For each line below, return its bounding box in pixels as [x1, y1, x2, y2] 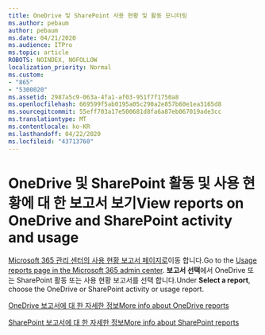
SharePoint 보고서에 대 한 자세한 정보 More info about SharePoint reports [8, 317, 240, 327]
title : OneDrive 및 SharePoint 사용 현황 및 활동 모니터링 [8, 11, 188, 20]
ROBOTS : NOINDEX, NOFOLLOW [8, 56, 98, 64]
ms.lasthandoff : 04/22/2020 [8, 130, 102, 138]
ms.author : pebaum [8, 19, 69, 27]
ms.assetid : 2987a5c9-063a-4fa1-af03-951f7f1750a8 [8, 93, 179, 101]
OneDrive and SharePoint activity [8, 212, 232, 229]
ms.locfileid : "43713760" [8, 137, 94, 146]
